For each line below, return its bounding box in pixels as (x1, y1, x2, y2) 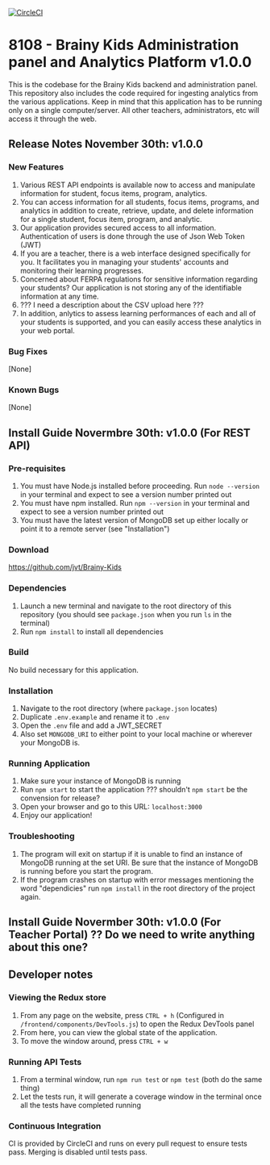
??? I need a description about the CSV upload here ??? (19, 299, 204, 310)
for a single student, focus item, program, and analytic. (19, 214, 203, 223)
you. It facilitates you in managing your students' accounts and (19, 257, 229, 266)
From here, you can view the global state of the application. (19, 1027, 218, 1037)
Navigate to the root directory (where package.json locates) (19, 704, 218, 713)
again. (19, 891, 41, 901)
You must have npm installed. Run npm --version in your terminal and (19, 498, 250, 507)
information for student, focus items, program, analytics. (19, 188, 208, 198)
